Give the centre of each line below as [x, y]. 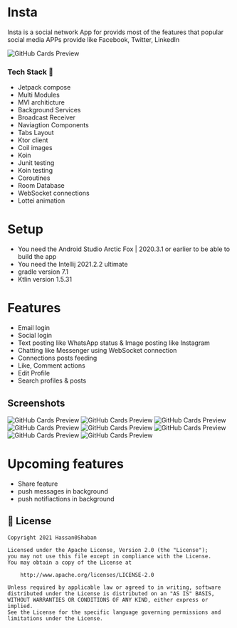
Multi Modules [39, 95]
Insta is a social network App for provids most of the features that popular [116, 32]
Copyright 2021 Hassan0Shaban [52, 538]
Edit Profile [34, 373]
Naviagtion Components [53, 125]
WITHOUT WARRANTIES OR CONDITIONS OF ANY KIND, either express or [108, 600]
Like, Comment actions [51, 366]
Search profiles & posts [52, 380]
